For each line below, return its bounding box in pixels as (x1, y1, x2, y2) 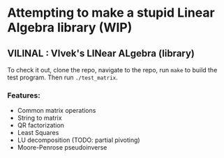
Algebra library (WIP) (7, 19, 133, 35)
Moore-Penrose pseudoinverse (17, 143, 107, 152)
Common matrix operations (17, 106, 96, 115)
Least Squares (17, 129, 59, 137)
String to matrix (17, 113, 62, 123)
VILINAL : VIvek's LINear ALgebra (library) (7, 47, 195, 59)
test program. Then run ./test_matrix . (7, 73, 119, 81)
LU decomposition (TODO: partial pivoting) (17, 136, 141, 144)
